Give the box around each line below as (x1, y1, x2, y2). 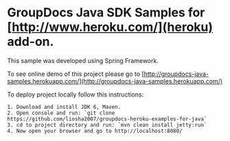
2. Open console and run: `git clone (7, 110, 115, 116)
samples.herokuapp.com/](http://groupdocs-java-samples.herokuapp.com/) (7, 77, 223, 85)
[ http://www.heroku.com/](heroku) (7, 19, 214, 35)
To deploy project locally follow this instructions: (7, 90, 144, 99)
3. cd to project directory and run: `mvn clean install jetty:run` (7, 121, 207, 128)
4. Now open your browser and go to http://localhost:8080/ (7, 127, 183, 134)
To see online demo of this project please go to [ (7, 70, 144, 78)
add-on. (7, 34, 54, 49)
